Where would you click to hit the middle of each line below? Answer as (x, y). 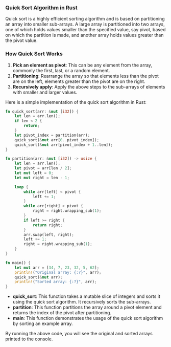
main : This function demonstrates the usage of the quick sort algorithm (88, 318)
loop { (21, 187)
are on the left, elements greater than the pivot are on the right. (79, 81)
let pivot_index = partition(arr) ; (52, 135)
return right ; (47, 225)
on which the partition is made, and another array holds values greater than (84, 35)
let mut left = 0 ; (34, 173)
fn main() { (18, 263)
